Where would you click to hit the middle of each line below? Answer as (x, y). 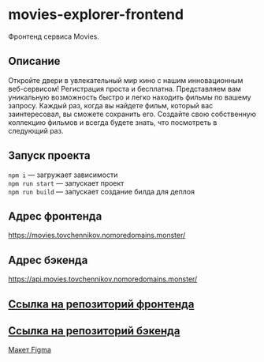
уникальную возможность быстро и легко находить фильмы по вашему (130, 97)
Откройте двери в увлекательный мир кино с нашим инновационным (126, 80)
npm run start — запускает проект (66, 183)
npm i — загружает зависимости (63, 175)
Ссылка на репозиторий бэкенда (94, 331)
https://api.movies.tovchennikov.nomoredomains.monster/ (103, 279)
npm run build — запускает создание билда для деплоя (102, 191)
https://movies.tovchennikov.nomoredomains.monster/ (97, 236)
